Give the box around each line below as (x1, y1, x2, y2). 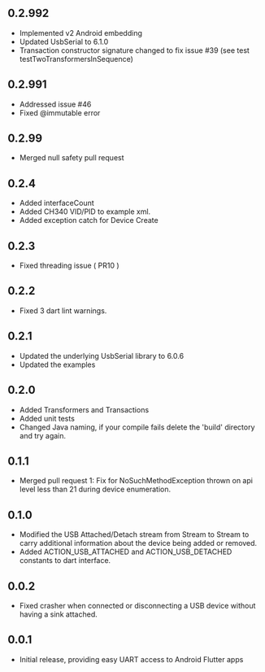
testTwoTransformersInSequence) (19, 54, 133, 63)
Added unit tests (19, 413, 75, 423)
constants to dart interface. (19, 556, 111, 565)
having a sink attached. (19, 609, 98, 619)
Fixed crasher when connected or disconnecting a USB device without (19, 600, 256, 610)
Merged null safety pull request (19, 153, 124, 163)
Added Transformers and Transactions (19, 404, 150, 414)
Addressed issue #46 (19, 99, 92, 109)
